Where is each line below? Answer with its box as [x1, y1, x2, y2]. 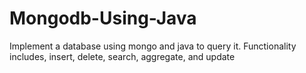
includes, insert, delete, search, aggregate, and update [9, 50, 236, 62]
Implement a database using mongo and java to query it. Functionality [9, 40, 297, 52]
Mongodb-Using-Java [9, 7, 197, 30]
